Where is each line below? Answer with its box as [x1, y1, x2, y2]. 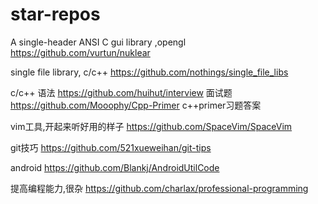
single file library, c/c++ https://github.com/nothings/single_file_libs [10, 66, 289, 78]
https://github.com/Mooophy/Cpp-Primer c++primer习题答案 [10, 99, 262, 111]
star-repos [10, 3, 101, 26]
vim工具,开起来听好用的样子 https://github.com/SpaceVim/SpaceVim [10, 120, 293, 132]
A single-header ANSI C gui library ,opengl [10, 36, 187, 48]
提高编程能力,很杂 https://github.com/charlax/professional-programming [10, 182, 309, 194]
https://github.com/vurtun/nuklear [10, 46, 151, 58]
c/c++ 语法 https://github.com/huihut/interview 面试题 [10, 86, 233, 98]
